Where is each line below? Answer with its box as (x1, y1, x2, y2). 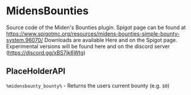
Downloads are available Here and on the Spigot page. (44, 36, 178, 43)
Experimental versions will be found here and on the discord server (6, 43, 170, 50)
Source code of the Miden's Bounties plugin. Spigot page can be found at (6, 24, 186, 31)
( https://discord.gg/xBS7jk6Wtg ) (6, 49, 86, 56)
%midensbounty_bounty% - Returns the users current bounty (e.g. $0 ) (6, 82, 170, 89)
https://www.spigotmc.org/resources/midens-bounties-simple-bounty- (6, 30, 180, 37)
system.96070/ (6, 36, 43, 43)
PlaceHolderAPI (6, 66, 66, 77)
